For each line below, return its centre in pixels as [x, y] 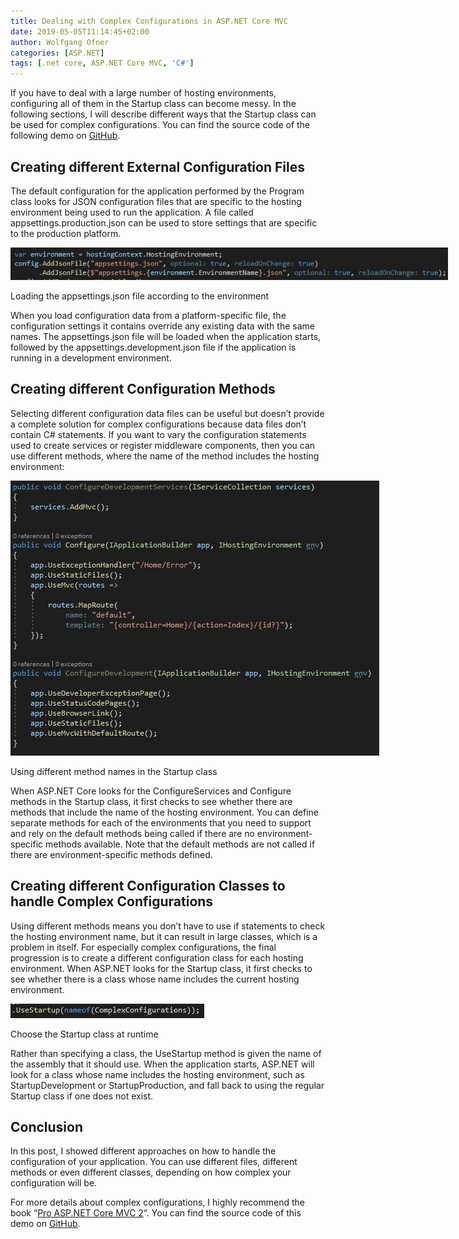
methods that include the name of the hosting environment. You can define [164, 812]
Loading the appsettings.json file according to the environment [140, 296]
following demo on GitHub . [65, 136]
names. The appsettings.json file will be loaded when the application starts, [166, 336]
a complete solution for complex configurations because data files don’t [158, 424]
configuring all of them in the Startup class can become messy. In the [153, 104]
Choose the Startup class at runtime [84, 1034]
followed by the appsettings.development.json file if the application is [153, 347]
